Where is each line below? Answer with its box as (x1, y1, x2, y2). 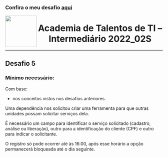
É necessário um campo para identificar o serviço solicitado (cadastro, (5, 120, 151, 126)
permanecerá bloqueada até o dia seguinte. (5, 146, 95, 152)
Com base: (5, 86, 27, 92)
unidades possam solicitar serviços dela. (5, 110, 89, 116)
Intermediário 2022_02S (48, 33, 151, 45)
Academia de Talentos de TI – (38, 23, 162, 34)
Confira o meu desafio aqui (5, 4, 72, 11)
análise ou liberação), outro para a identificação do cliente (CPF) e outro (5, 125, 154, 131)
